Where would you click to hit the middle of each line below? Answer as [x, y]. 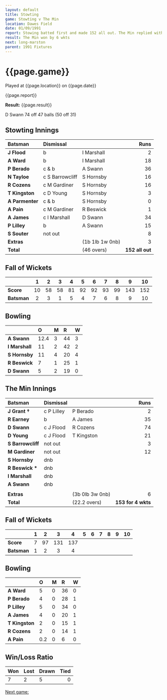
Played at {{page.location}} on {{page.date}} [51, 85]
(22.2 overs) [87, 502]
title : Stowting [22, 14]
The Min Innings [31, 389]
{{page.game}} [37, 72]
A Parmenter [23, 201]
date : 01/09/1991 [23, 28]
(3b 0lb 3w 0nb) [91, 494]
